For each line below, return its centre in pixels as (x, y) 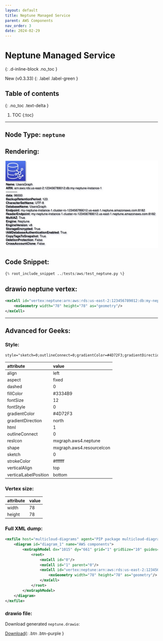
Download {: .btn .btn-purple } (34, 633)
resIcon (15, 441)
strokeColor (19, 461)
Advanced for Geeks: (38, 330)
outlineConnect (22, 434)
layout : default (21, 10)
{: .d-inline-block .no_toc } (31, 69)
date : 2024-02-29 (23, 31)
